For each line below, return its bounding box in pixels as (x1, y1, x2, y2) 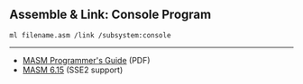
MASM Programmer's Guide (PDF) (22, 55, 151, 65)
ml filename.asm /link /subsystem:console (9, 30, 171, 39)
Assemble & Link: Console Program (9, 7, 212, 22)
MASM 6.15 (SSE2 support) (22, 64, 124, 75)
